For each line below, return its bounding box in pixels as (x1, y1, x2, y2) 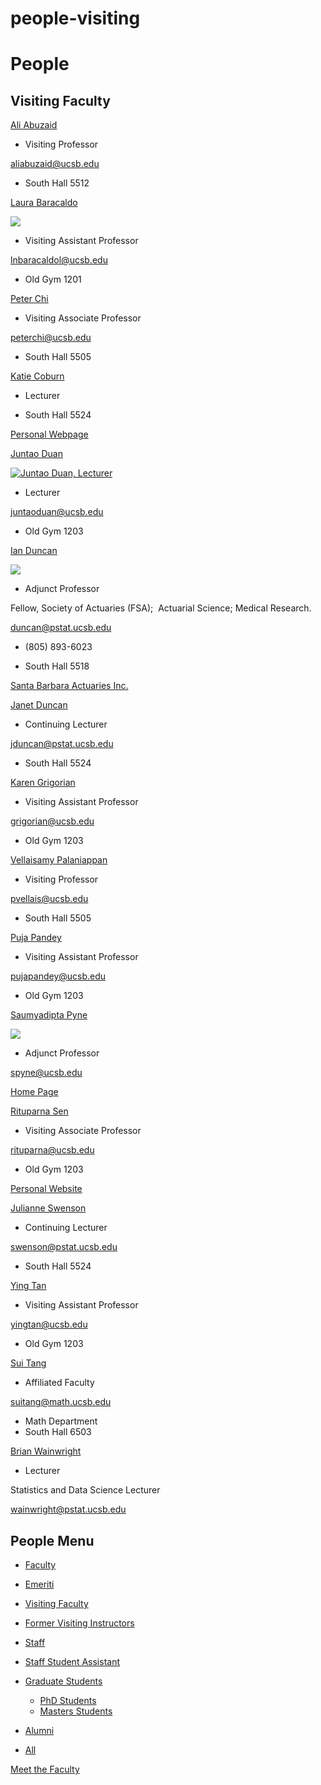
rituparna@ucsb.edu (10, 1144, 95, 1156)
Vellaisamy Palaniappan (10, 854, 108, 866)
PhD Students (39, 1695, 97, 1706)
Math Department (24, 1415, 98, 1427)
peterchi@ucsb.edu (10, 332, 92, 344)
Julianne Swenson (10, 1202, 87, 1214)
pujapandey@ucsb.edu (10, 970, 107, 982)
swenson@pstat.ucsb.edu (10, 1241, 118, 1253)
